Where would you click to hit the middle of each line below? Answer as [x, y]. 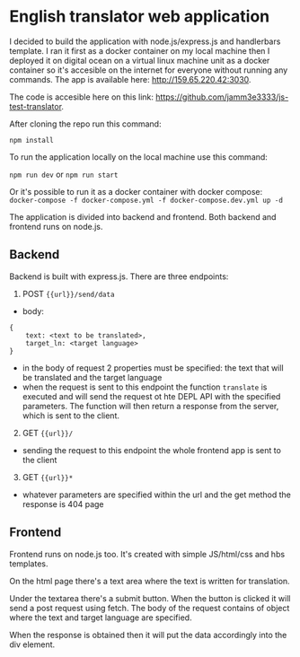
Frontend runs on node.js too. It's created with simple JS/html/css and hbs [147, 554]
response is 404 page [63, 504]
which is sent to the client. [71, 416]
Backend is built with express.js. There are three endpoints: [119, 276]
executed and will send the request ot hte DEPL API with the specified [151, 396]
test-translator [35, 106]
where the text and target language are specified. [101, 618]
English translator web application [140, 17]
